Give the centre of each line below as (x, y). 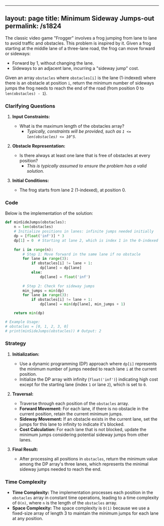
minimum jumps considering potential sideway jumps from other (84, 435)
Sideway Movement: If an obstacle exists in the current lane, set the (88, 419)
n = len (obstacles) (34, 227)
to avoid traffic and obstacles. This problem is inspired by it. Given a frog (78, 43)
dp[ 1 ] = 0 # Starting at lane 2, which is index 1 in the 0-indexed (86, 240)
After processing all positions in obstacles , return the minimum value (88, 458)
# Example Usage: (23, 322)
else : (37, 273)
